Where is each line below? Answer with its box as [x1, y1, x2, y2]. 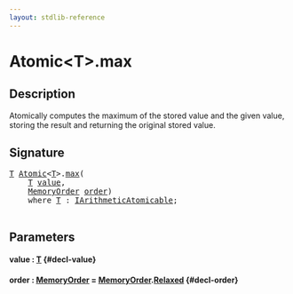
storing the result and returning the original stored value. [9, 119, 216, 130]
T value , [28, 178, 67, 187]
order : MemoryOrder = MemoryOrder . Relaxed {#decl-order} [9, 274, 239, 285]
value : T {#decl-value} [9, 254, 97, 265]
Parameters [9, 229, 75, 244]
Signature [9, 146, 65, 161]
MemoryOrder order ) [28, 187, 113, 196]
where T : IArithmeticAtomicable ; [28, 195, 178, 205]
